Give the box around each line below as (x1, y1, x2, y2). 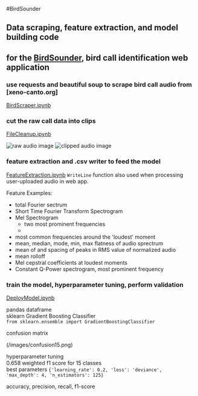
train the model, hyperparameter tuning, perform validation (6, 280, 184, 289)
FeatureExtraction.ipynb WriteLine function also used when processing (6, 171, 184, 178)
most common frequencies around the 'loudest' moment (14, 233, 156, 240)
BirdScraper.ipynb (6, 102, 51, 109)
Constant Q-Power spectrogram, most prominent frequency (14, 265, 164, 272)
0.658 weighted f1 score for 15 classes (6, 359, 102, 366)
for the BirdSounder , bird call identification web (6, 53, 188, 63)
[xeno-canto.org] (6, 88, 59, 96)
